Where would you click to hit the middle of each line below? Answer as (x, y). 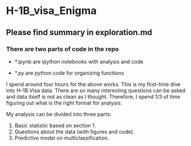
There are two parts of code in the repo (62, 49)
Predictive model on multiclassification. (62, 138)
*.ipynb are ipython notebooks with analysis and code (79, 61)
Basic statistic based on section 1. (55, 125)
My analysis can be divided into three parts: (59, 114)
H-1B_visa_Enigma (51, 11)
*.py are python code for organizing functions (69, 73)
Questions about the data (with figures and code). (74, 131)
